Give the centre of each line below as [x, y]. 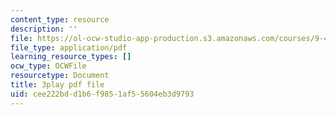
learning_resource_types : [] [71, 57]
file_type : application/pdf [69, 47]
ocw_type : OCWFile [48, 66]
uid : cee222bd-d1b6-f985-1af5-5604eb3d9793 [102, 94]
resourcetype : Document [60, 76]
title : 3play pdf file [57, 85]
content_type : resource [60, 19]
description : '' [44, 29]
